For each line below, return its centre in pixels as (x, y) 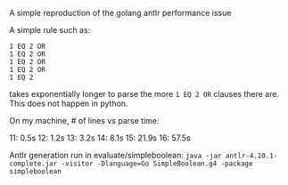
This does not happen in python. (69, 103)
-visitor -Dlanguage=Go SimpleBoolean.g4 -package (157, 164)
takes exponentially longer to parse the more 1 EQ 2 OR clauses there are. (144, 94)
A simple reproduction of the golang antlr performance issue (120, 13)
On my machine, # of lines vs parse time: (84, 121)
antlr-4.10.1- (252, 156)
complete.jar (33, 164)
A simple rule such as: (50, 30)
